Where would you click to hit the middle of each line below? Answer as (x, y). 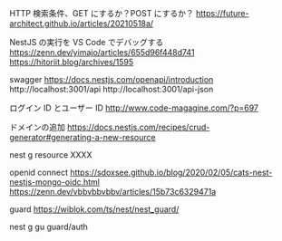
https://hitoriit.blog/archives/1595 (72, 62)
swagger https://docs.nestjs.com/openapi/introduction (112, 79)
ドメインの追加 (37, 127)
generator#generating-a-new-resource (83, 137)
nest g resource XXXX (51, 155)
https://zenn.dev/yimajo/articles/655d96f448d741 (102, 52)
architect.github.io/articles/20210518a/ (82, 24)
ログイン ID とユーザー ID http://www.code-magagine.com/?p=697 (134, 108)
